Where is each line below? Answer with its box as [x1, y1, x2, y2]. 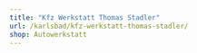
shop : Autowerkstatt [9, 30, 88, 39]
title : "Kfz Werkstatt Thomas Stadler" [9, 13, 161, 22]
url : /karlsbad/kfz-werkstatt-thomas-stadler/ [9, 22, 189, 31]
